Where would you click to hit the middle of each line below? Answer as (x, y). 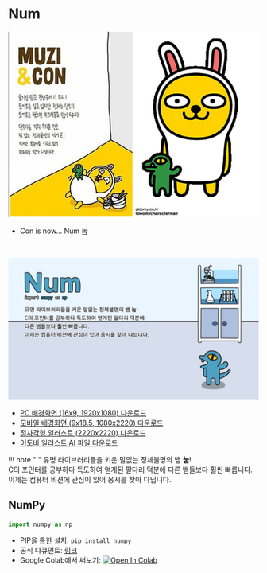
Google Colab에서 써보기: (60, 560)
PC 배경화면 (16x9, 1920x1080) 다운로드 (83, 413)
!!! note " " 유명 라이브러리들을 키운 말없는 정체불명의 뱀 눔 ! (100, 459)
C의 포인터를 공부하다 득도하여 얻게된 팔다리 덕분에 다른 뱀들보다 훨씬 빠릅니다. (130, 470)
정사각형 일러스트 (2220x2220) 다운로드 (83, 433)
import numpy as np (41, 524)
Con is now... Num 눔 (54, 231)
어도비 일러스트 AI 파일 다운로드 (69, 442)
